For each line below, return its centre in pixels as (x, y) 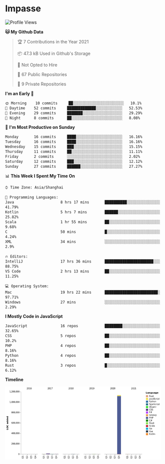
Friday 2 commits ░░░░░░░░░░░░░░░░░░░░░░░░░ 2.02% (73, 156)
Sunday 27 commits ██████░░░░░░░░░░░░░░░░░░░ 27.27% (74, 166)
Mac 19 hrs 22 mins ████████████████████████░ (83, 292)
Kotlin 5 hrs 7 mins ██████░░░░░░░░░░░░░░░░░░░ (83, 212)
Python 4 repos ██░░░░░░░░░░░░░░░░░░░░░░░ (83, 355)
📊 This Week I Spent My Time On (40, 176)
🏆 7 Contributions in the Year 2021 (53, 41)
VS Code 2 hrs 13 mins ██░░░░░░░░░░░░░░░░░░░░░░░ (83, 271)
